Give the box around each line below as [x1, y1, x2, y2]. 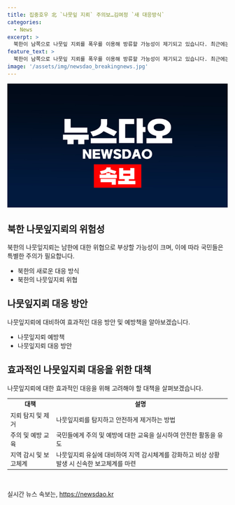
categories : [7, 18, 42, 26]
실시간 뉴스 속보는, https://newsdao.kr [7, 490, 114, 498]
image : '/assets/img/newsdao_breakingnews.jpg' [7, 63, 149, 70]
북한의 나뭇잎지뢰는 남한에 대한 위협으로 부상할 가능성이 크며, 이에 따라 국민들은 [7, 243, 224, 251]
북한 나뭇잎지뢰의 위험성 [7, 223, 105, 235]
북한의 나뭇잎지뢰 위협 [17, 275, 78, 284]
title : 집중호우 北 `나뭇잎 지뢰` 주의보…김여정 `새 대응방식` [7, 11, 165, 18]
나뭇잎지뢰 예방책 [17, 333, 65, 341]
